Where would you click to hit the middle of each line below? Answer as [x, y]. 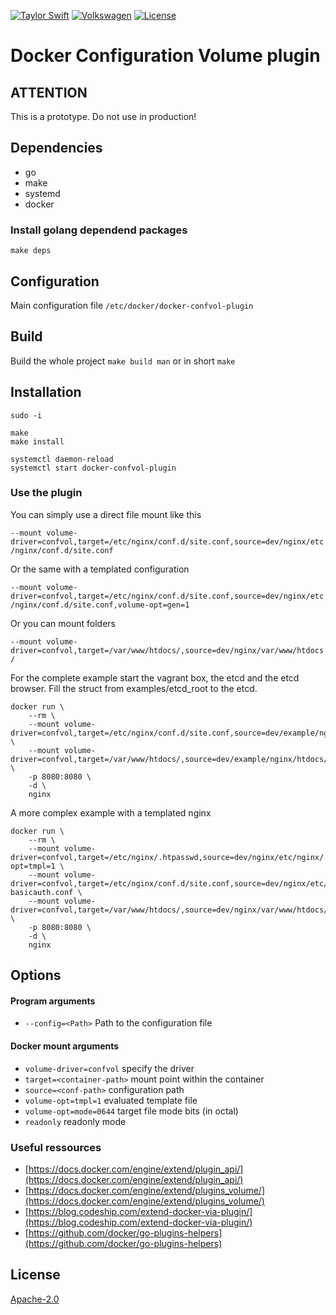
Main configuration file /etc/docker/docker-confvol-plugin [132, 305]
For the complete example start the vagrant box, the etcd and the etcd [155, 677]
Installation [46, 392]
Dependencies [56, 148]
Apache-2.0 [35, 1299]
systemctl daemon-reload [62, 459]
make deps [31, 251]
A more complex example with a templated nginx [111, 812]
